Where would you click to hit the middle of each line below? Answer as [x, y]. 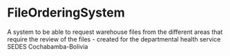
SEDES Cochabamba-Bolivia [48, 46]
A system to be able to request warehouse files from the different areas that [115, 32]
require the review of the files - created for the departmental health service [114, 39]
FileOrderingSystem [66, 13]
